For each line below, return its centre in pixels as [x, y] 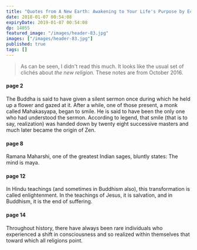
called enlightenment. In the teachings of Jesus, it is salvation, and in [89, 195]
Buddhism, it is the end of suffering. [49, 201]
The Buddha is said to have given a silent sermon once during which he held [98, 99]
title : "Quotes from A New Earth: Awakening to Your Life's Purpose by [95, 11]
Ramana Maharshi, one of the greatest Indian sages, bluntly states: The [92, 156]
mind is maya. [23, 163]
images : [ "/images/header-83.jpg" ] [50, 39]
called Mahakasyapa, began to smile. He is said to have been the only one [96, 111]
